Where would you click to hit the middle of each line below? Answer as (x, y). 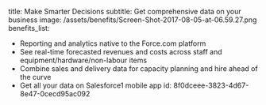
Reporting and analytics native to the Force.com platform (113, 43)
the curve (35, 77)
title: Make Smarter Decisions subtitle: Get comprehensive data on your (125, 11)
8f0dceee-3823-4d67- (211, 85)
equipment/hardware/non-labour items (83, 60)
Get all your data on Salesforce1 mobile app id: (96, 85)
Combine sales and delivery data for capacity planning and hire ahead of (139, 69)
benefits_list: (29, 28)
